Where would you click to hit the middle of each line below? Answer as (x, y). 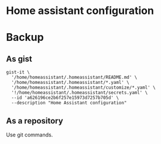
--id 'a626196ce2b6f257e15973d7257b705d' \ (65, 98)
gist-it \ (18, 72)
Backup (25, 38)
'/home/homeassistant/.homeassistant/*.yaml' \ (71, 83)
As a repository (35, 121)
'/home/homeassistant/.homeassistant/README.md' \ (74, 78)
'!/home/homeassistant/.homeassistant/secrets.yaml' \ (80, 93)
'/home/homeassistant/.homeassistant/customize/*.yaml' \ (84, 88)
